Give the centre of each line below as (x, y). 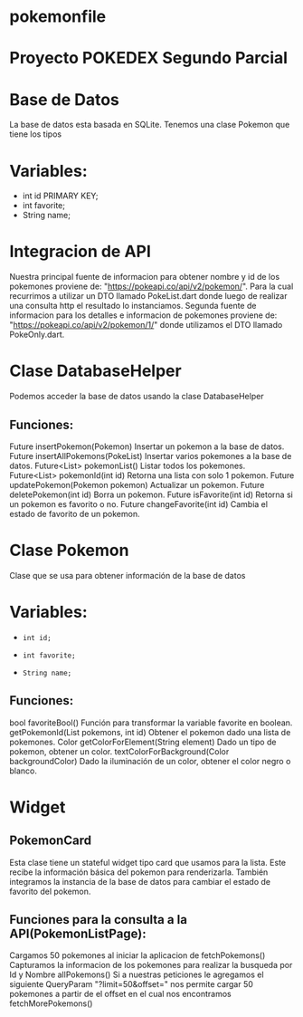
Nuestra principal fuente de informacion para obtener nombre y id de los (145, 277)
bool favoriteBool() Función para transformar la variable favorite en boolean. (151, 723)
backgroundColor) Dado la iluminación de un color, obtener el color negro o (150, 761)
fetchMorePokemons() (51, 1003)
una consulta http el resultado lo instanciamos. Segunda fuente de (133, 306)
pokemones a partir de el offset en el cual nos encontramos (121, 994)
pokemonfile (58, 17)
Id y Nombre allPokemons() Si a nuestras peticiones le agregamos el (137, 974)
